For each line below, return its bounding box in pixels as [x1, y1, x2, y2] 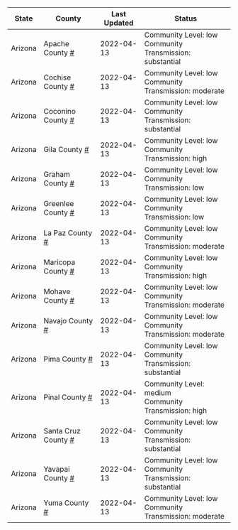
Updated [103, 18, 134, 28]
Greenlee [43, 199, 74, 208]
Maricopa [43, 257, 76, 267]
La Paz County [43, 228, 93, 237]
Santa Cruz [43, 426, 81, 436]
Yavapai [43, 465, 70, 474]
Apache [43, 39, 69, 48]
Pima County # [43, 355, 93, 364]
